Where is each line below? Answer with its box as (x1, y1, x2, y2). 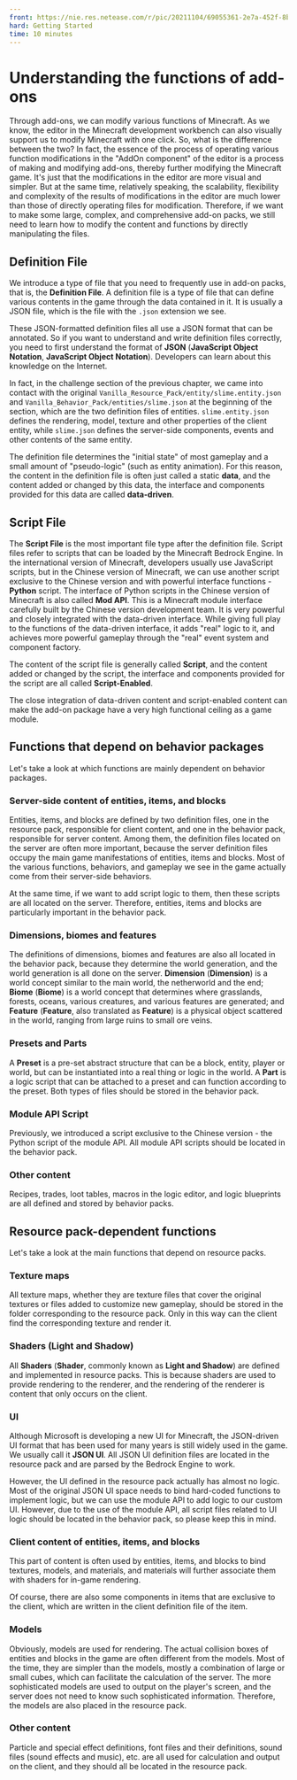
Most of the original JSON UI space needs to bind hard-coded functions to (9, 1485, 281, 1496)
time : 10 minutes (9, 29, 73, 38)
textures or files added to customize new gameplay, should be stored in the (9, 1299, 284, 1310)
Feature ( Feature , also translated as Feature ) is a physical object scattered (9, 1006, 283, 1017)
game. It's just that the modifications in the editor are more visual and (9, 172, 263, 182)
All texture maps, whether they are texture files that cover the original (9, 1289, 262, 1300)
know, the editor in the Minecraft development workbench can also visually (9, 125, 283, 135)
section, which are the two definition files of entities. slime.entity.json (9, 406, 270, 417)
